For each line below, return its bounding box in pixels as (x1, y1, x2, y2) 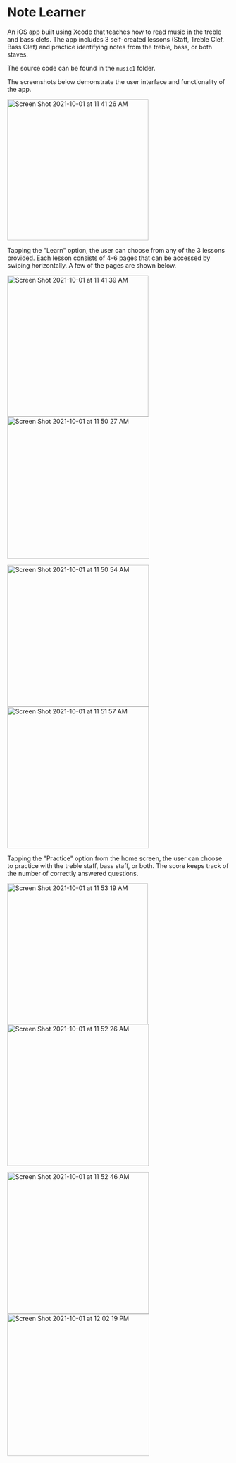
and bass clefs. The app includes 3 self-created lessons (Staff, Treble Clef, (7, 35, 225, 43)
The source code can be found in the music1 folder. (7, 64, 156, 72)
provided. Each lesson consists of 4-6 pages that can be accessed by (7, 254, 211, 262)
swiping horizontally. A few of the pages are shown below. (7, 261, 177, 269)
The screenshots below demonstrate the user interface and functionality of (7, 77, 225, 85)
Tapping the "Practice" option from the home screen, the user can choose (7, 854, 223, 863)
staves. (7, 50, 28, 59)
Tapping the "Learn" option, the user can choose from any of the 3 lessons (7, 246, 225, 254)
